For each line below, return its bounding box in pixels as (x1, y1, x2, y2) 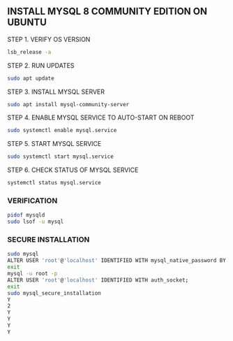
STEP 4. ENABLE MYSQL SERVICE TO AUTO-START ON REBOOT (7, 113, 195, 122)
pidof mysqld (7, 212, 45, 219)
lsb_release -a (7, 48, 52, 55)
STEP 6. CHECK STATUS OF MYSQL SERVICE (7, 166, 139, 174)
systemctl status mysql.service (7, 180, 101, 187)
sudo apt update (7, 75, 54, 82)
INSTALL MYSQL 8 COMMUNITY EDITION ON (7, 6, 208, 17)
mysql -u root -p (7, 270, 58, 277)
